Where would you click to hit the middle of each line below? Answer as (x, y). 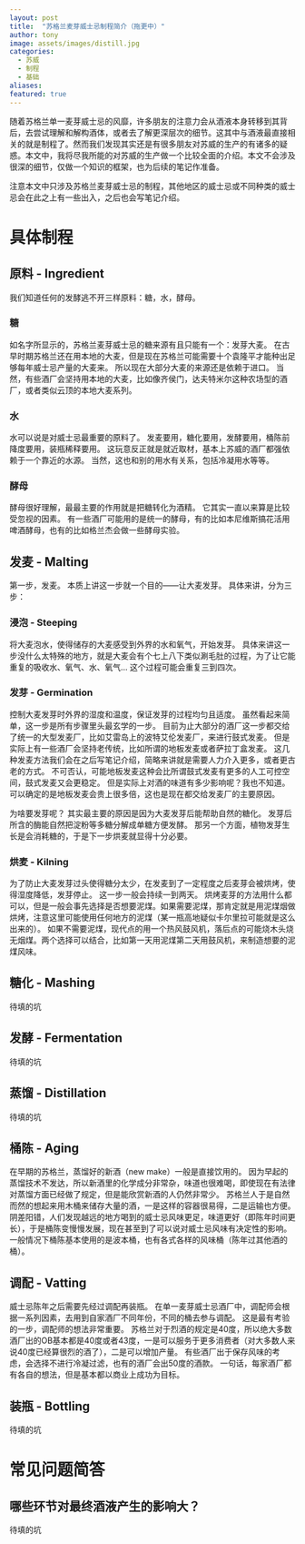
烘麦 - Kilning (39, 862)
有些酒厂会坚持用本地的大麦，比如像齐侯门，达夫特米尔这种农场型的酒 (156, 378)
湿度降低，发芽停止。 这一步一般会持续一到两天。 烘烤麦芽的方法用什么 (150, 895)
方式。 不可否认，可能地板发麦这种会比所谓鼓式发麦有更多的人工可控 (153, 771)
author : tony (34, 35)
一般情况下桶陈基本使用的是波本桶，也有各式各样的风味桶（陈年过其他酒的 (148, 1240)
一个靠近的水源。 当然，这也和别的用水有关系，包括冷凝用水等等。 (149, 460)
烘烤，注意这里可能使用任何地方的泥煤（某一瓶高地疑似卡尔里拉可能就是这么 (152, 918)
